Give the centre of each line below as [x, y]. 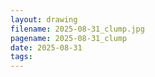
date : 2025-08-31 [46, 47]
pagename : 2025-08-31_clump [69, 38]
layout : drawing [44, 19]
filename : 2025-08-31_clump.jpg [77, 29]
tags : [21, 57]
